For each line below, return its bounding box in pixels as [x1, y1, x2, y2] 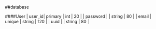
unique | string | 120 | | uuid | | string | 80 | [5, 19, 89, 24]
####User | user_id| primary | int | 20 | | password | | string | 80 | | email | [5, 14, 152, 19]
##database [5, 4, 29, 10]
